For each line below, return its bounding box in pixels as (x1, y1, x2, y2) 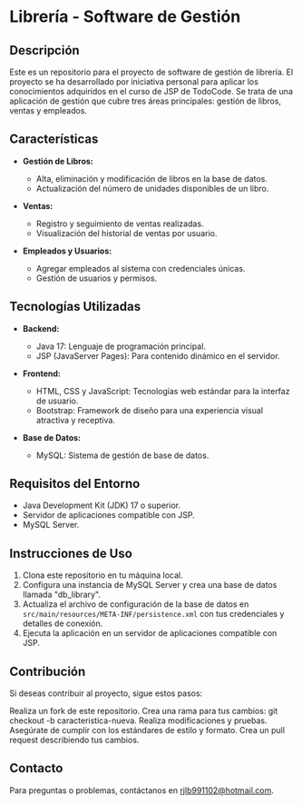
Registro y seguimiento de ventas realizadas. (35, 218, 204, 229)
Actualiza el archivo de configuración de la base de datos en (22, 599, 249, 610)
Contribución (9, 663, 86, 679)
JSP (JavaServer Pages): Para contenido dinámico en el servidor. (35, 350, 280, 361)
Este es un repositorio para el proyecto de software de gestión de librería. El (9, 66, 294, 77)
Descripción (9, 43, 80, 58)
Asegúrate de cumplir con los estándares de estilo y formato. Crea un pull (9, 725, 286, 736)
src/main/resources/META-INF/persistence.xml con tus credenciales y (22, 609, 285, 620)
